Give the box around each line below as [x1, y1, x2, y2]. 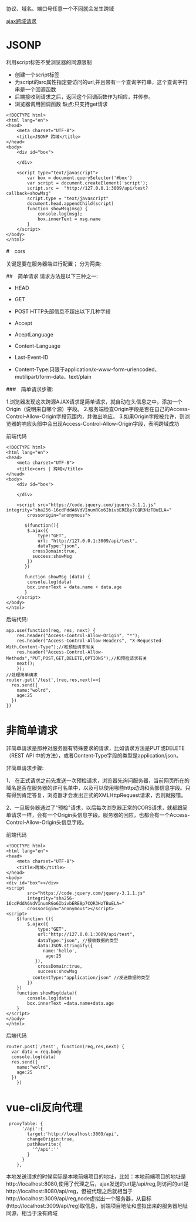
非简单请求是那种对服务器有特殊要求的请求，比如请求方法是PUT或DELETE [6, 745, 185, 752]
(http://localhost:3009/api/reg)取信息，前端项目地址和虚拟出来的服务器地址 [6, 1202, 188, 1209]
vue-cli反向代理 [6, 1101, 83, 1115]
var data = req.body [11, 1049, 62, 1055]
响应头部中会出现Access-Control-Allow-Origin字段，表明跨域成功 [21, 420, 180, 427]
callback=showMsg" [6, 190, 51, 196]
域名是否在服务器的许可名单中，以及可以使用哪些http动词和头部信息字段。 [6, 784, 186, 791]
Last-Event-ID [14, 354, 49, 361]
